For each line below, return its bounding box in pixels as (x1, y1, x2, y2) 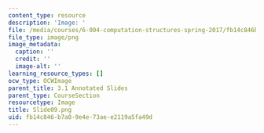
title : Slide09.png (8, 106, 72, 114)
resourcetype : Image (8, 99, 76, 106)
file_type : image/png (8, 33, 79, 41)
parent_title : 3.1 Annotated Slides (8, 84, 128, 92)
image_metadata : (8, 41, 61, 49)
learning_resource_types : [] (8, 70, 104, 77)
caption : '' (15, 48, 55, 56)
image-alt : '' (15, 63, 61, 70)
